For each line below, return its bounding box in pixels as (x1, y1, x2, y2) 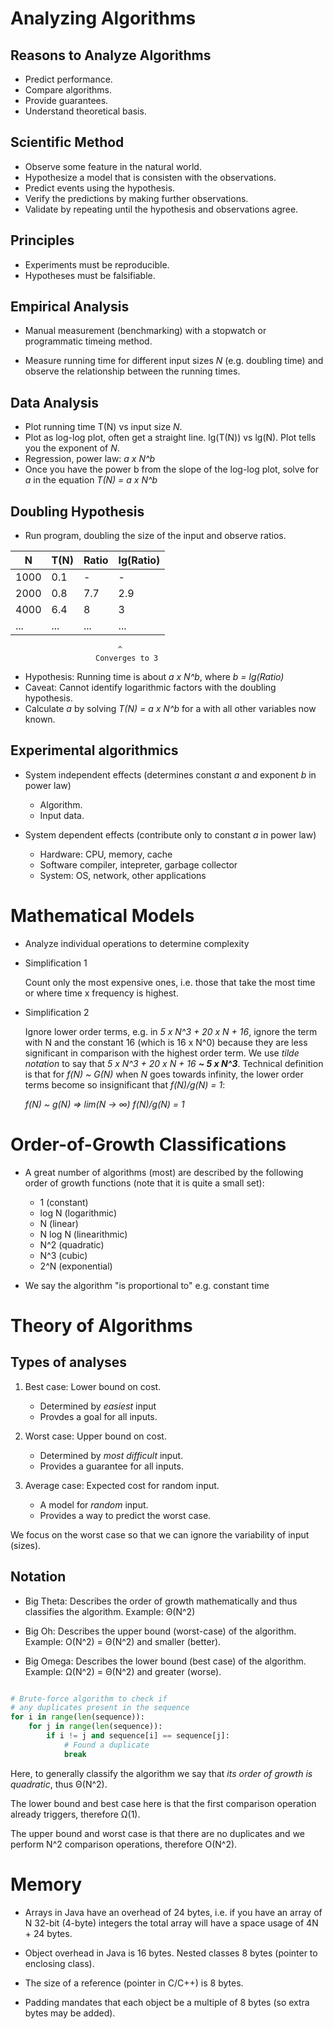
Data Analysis (10, 394, 100, 411)
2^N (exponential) (39, 1260, 113, 1272)
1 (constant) (39, 1196, 89, 1208)
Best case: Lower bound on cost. (24, 1380, 162, 1392)
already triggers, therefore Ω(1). (10, 1808, 141, 1820)
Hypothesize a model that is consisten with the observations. (24, 171, 277, 183)
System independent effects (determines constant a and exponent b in (24, 768, 317, 781)
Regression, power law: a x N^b (24, 453, 156, 465)
